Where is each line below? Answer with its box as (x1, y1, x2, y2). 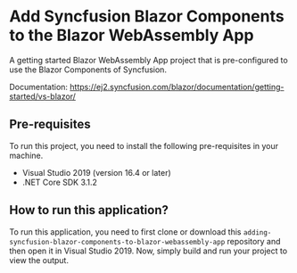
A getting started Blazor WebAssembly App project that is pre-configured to (9, 54, 288, 65)
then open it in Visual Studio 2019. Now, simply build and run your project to (9, 245, 288, 256)
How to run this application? (9, 203, 169, 218)
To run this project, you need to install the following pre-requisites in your (9, 140, 279, 151)
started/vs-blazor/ (9, 91, 76, 102)
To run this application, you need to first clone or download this (9, 226, 242, 237)
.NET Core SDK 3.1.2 (21, 177, 98, 187)
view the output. (9, 254, 70, 265)
